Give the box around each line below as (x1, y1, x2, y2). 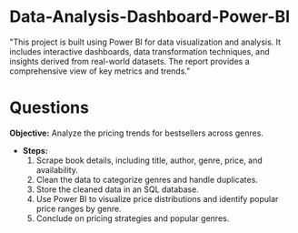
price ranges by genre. (35, 203, 122, 214)
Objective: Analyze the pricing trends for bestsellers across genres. (9, 127, 263, 138)
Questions (9, 97, 89, 118)
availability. (35, 164, 79, 175)
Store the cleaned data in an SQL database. (35, 184, 200, 195)
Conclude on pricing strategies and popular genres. (35, 212, 230, 224)
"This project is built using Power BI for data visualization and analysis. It (9, 36, 282, 47)
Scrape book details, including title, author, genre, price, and (35, 155, 263, 166)
